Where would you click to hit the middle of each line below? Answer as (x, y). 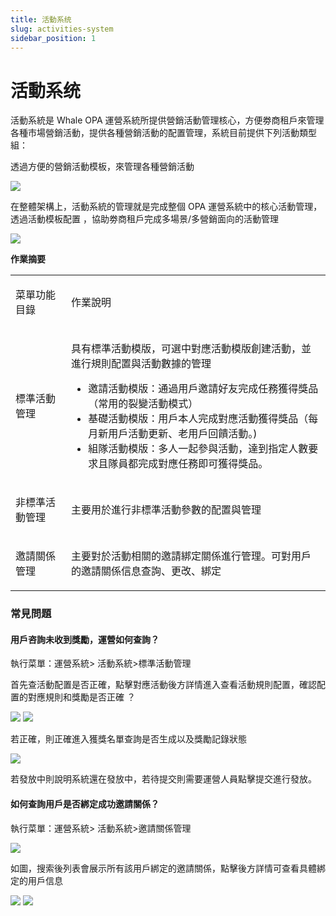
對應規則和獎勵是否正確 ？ (81, 697)
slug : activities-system (62, 29)
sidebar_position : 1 (53, 38)
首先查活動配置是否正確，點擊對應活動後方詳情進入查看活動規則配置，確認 (163, 685)
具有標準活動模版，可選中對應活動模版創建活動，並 (191, 349)
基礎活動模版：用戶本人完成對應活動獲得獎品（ (198, 419)
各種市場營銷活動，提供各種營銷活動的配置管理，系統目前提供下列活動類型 (163, 133)
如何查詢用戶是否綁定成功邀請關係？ (85, 804)
